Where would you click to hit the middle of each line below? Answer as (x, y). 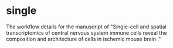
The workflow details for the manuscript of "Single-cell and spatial (86, 27)
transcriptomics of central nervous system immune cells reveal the (86, 32)
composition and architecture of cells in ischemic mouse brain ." (84, 39)
